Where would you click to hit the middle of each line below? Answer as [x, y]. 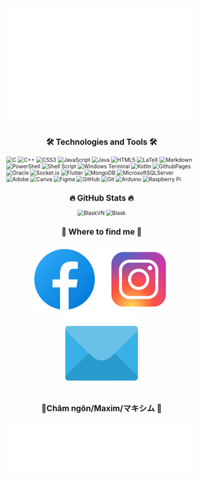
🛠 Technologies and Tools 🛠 [102, 142]
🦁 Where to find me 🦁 [102, 232]
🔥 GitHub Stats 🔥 [102, 198]
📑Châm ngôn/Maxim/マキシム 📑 [102, 408]
